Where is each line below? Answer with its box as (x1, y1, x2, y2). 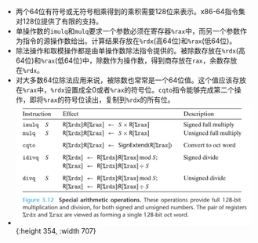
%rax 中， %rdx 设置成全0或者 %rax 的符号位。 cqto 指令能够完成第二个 (22, 85, 235, 94)
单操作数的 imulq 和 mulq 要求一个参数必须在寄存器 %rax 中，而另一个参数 (15, 27, 241, 35)
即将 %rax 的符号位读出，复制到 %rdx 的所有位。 (29, 95, 175, 104)
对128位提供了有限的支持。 (15, 16, 104, 26)
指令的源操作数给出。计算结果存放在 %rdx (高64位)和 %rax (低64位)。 (22, 36, 237, 45)
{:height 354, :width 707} (15, 226, 96, 235)
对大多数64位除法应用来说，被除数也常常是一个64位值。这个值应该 (15, 75, 233, 85)
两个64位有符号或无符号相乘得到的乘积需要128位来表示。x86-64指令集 (15, 7, 245, 16)
